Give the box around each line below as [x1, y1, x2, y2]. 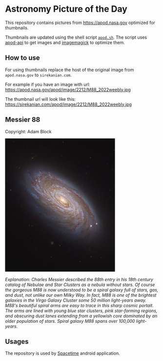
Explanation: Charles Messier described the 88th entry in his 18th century [5, 276, 154, 282]
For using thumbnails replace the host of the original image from [5, 67, 134, 72]
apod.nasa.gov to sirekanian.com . [5, 72, 72, 78]
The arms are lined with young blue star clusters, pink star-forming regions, [5, 308, 158, 313]
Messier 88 [5, 116, 41, 124]
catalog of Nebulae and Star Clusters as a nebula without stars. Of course [5, 282, 155, 288]
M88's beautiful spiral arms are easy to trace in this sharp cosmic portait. [5, 302, 154, 308]
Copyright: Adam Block [5, 128, 52, 134]
